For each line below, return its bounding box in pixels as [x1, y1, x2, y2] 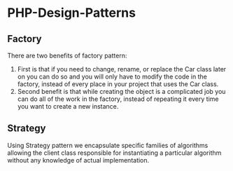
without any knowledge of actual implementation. [7, 156, 150, 164]
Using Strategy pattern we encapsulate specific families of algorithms [7, 141, 209, 149]
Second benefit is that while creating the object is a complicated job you [17, 88, 226, 95]
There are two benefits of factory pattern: [7, 51, 127, 60]
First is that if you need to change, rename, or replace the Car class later [17, 65, 227, 73]
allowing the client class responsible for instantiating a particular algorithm [7, 149, 222, 157]
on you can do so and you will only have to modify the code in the [17, 72, 208, 81]
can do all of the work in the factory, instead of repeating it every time [17, 95, 219, 103]
